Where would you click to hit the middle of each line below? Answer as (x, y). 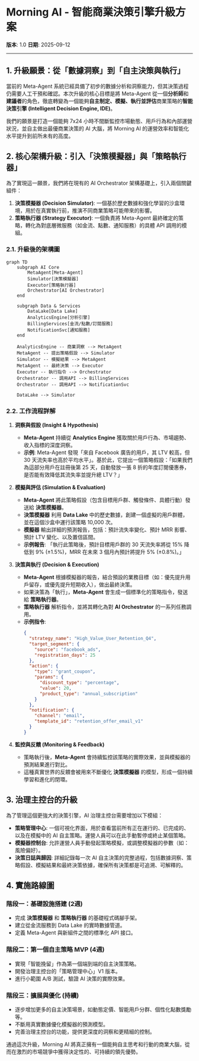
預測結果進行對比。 (47, 764)
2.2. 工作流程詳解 (31, 411)
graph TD (17, 262)
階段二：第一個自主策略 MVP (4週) (55, 949)
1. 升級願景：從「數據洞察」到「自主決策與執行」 (96, 71)
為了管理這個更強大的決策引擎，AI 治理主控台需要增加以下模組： (85, 815)
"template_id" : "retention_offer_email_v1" (89, 721)
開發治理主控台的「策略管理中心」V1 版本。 (68, 971)
